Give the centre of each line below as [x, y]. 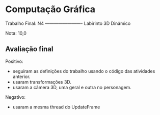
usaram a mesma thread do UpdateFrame [56, 107]
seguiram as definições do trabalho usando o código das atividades [84, 71]
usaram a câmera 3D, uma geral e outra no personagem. [72, 87]
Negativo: [16, 97]
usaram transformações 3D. [42, 82]
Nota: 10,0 [16, 33]
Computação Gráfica [50, 9]
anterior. [21, 76]
